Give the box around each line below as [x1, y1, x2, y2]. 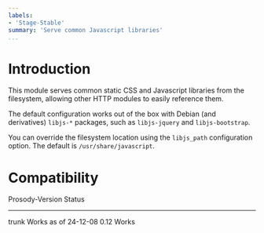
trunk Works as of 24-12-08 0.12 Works [8, 217, 136, 227]
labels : [8, 11, 34, 20]
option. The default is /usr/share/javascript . [8, 141, 156, 151]
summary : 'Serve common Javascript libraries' [8, 26, 163, 34]
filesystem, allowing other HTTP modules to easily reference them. [8, 94, 224, 104]
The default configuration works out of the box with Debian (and [8, 109, 216, 118]
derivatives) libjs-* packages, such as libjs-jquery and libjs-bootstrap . [8, 118, 251, 127]
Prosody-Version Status [8, 195, 85, 204]
